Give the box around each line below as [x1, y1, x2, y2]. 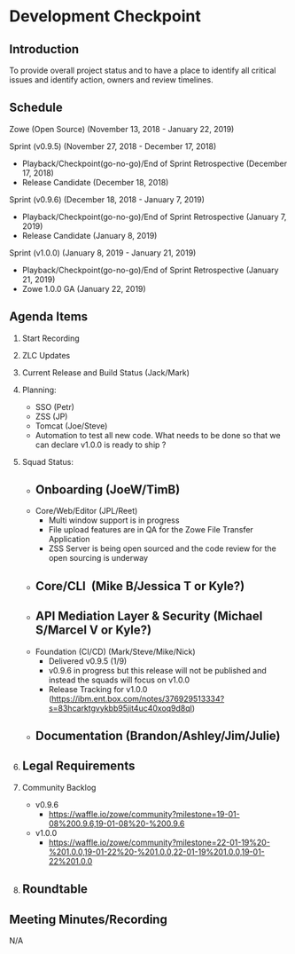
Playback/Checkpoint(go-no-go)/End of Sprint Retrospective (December [21, 158, 288, 169]
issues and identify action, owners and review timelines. [9, 75, 214, 85]
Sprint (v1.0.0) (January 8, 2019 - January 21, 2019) [9, 247, 197, 258]
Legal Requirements [21, 759, 136, 774]
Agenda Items [9, 309, 89, 325]
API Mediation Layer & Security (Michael [35, 609, 263, 624]
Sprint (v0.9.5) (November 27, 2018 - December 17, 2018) [9, 140, 217, 152]
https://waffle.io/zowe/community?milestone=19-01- [48, 808, 241, 819]
